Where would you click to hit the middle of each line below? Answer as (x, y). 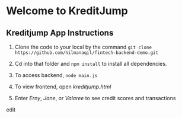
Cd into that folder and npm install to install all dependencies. (91, 64)
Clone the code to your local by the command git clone (83, 47)
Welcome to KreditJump (67, 11)
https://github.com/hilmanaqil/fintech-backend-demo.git (87, 53)
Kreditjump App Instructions (60, 33)
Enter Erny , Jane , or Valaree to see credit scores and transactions (95, 98)
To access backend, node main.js (56, 75)
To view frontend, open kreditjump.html (63, 87)
